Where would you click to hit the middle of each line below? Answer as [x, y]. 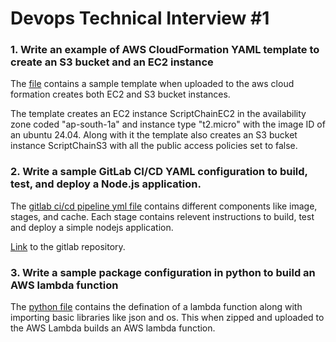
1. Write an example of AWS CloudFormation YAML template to [165, 50]
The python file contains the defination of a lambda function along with [156, 307]
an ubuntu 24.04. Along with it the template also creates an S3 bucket [154, 135]
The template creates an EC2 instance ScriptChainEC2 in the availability [158, 114]
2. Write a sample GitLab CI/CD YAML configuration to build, [159, 172]
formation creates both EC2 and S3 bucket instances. [120, 94]
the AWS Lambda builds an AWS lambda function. [113, 328]
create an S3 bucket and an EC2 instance [112, 62]
